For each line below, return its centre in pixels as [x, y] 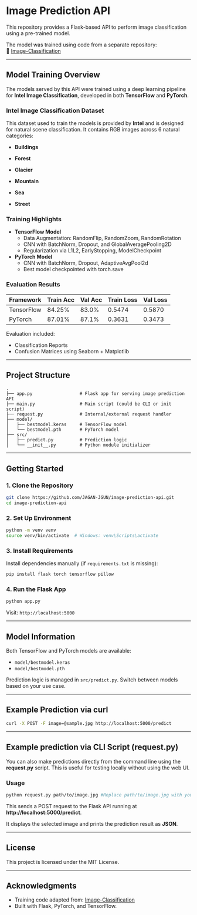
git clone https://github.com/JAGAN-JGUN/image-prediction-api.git [90, 498]
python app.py [23, 602]
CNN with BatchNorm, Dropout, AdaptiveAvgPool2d [86, 263]
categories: [20, 136]
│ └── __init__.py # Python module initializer [78, 445]
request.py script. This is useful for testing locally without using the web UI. [98, 768]
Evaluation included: [30, 333]
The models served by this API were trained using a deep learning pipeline [96, 89]
